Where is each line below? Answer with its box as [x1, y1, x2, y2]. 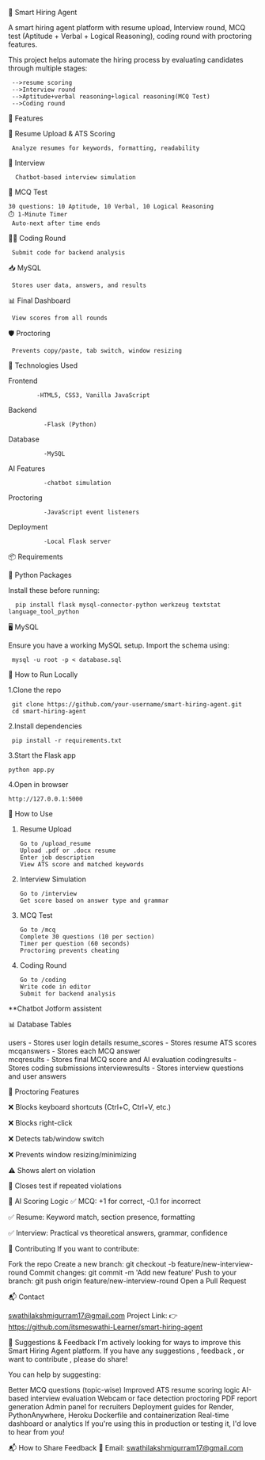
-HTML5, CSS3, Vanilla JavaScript [36, 392, 150, 399]
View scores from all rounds [11, 314, 108, 322]
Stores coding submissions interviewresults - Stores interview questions [8, 1063, 244, 1072]
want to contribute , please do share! [8, 1355, 128, 1363]
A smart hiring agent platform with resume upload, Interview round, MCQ [8, 23, 246, 32]
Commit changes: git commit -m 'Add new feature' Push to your [28, 1268, 237, 1277]
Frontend [8, 376, 38, 385]
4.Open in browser [8, 780, 69, 789]
